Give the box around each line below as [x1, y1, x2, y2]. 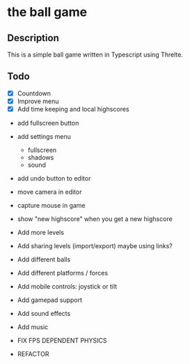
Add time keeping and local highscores [17, 105, 129, 113]
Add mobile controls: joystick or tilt [17, 282, 118, 290]
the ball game [7, 4, 88, 20]
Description [7, 32, 59, 44]
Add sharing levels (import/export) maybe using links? [17, 242, 173, 250]
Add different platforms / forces [17, 269, 109, 277]
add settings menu [17, 132, 72, 140]
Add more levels [17, 228, 65, 236]
